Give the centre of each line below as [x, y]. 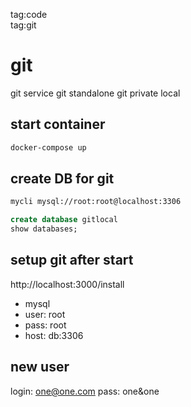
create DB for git [62, 179]
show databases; [44, 229]
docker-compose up [48, 147]
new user [40, 367]
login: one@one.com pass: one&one [85, 391]
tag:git [23, 25]
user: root [45, 314]
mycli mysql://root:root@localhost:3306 [96, 202]
